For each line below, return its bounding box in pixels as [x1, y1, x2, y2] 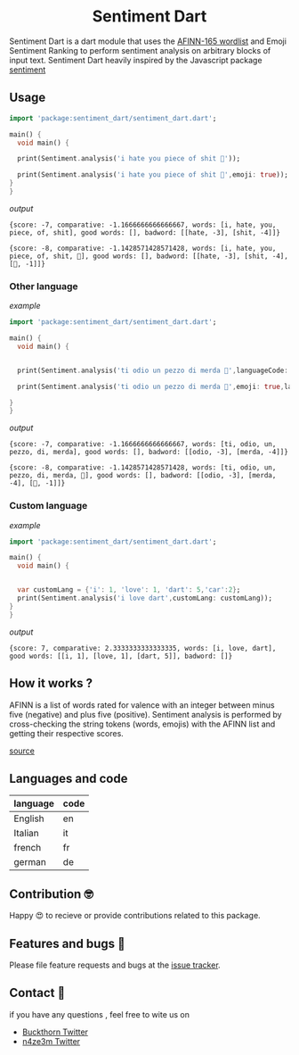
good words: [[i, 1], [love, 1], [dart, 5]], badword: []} [9, 652, 233, 660]
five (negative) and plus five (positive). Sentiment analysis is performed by [9, 709, 282, 719]
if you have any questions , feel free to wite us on [9, 1009, 190, 1019]
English [13, 812, 44, 825]
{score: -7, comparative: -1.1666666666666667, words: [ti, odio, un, [9, 440, 277, 449]
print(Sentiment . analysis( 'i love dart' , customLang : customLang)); [17, 594, 273, 603]
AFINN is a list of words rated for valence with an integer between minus [9, 699, 275, 710]
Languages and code [9, 770, 128, 786]
